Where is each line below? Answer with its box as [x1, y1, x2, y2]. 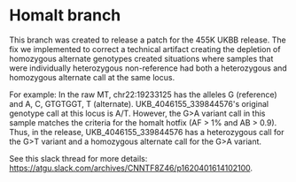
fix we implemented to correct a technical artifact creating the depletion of [9, 43, 281, 54]
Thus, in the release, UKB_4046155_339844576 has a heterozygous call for [9, 126, 284, 137]
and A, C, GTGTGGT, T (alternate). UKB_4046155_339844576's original [9, 98, 269, 109]
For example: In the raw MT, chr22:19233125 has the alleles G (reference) [9, 89, 277, 100]
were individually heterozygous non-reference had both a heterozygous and [9, 63, 288, 73]
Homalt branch [9, 5, 121, 26]
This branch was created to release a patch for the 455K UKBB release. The [9, 34, 286, 45]
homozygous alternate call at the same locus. [9, 72, 175, 82]
